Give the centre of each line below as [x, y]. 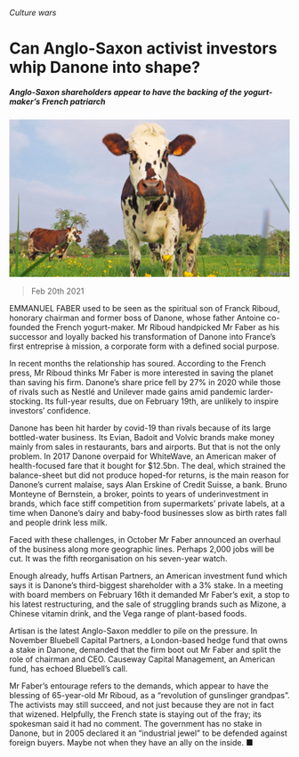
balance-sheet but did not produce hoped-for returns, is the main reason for [149, 475]
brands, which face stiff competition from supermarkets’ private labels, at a [147, 503]
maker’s [25, 101]
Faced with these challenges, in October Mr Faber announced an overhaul [145, 540]
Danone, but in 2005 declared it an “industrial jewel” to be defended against [148, 733]
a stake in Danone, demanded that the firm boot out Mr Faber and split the [145, 650]
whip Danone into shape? [105, 67]
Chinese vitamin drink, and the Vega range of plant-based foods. [128, 614]
